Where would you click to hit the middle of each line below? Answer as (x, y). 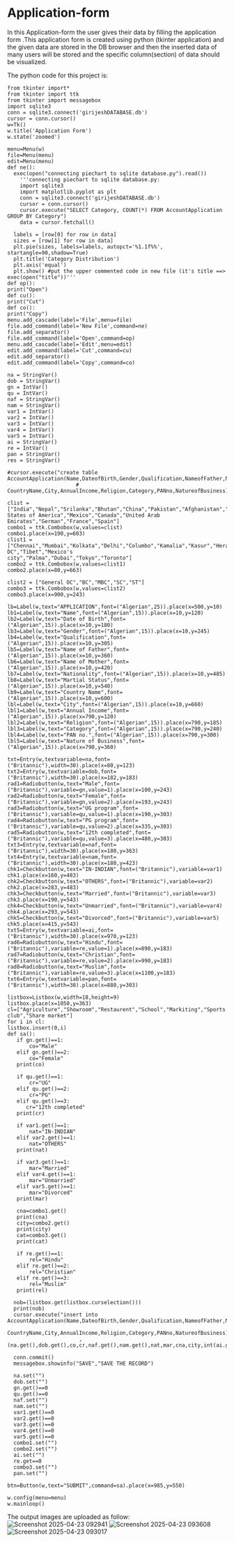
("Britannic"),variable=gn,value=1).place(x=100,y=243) (90, 789)
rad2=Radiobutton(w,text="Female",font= (67, 796)
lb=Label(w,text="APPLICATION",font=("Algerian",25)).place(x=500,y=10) (115, 607)
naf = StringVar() (34, 399)
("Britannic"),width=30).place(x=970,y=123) (73, 936)
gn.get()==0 (31, 1388)
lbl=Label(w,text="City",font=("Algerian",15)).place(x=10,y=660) (106, 704)
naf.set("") (31, 1400)
